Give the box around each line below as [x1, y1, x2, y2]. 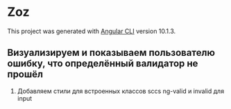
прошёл [7, 68, 44, 80]
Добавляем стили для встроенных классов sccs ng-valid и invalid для [17, 87, 224, 95]
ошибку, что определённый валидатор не [7, 58, 198, 70]
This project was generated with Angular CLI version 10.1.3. [7, 27, 176, 35]
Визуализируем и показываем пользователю [7, 47, 215, 59]
